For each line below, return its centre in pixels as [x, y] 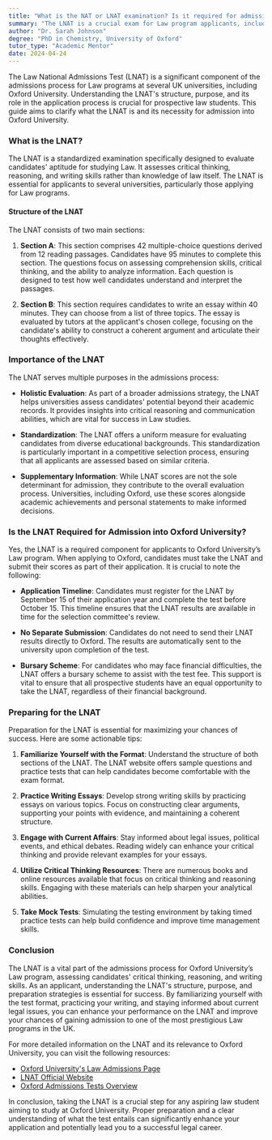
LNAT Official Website [57, 1077]
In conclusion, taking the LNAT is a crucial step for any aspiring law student [134, 1101]
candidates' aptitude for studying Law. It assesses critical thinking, [119, 167]
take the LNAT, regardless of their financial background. [113, 691]
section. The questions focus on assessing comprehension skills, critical [141, 262]
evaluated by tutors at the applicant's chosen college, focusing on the [136, 321]
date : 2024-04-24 [38, 54]
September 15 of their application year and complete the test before [133, 600]
